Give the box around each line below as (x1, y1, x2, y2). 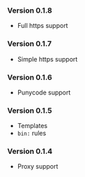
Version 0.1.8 (7, 6, 52, 15)
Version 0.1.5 (7, 106, 52, 115)
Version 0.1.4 (7, 146, 53, 156)
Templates (17, 122, 47, 130)
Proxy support (17, 162, 59, 171)
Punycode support (17, 88, 71, 97)
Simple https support (17, 55, 78, 63)
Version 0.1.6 (7, 72, 52, 82)
